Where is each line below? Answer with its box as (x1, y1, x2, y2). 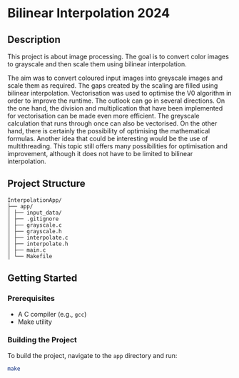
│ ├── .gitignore (7, 215, 59, 223)
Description (7, 34, 61, 46)
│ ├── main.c (7, 246, 46, 254)
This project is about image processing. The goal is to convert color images (7, 52, 230, 61)
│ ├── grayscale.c (7, 221, 62, 229)
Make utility (17, 317, 52, 326)
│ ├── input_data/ (7, 209, 62, 216)
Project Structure (7, 178, 86, 190)
